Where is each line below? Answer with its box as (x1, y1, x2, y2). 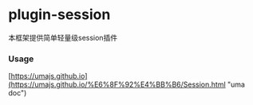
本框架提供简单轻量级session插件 (8, 33, 118, 42)
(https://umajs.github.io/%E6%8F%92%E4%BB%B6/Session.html (8, 80, 226, 89)
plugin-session (8, 6, 111, 24)
